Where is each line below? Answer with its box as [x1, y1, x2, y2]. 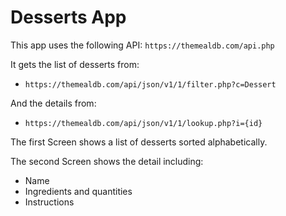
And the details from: [10, 97, 97, 109]
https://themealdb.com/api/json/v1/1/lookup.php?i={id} [24, 118, 263, 128]
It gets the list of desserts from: [10, 58, 140, 70]
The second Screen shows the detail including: [10, 155, 204, 167]
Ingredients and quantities [24, 185, 133, 197]
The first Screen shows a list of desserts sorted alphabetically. [10, 136, 268, 148]
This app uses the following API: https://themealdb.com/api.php [10, 39, 275, 51]
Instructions [24, 196, 75, 208]
